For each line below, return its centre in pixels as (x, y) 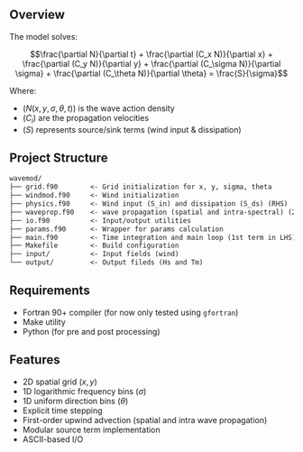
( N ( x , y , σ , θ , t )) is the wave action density (99, 108)
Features (35, 360)
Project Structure (59, 158)
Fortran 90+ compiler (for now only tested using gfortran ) (130, 312)
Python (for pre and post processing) (91, 331)
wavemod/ (26, 179)
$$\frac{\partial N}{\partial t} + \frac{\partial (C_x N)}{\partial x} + (151, 54)
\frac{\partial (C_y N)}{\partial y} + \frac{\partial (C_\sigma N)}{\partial (151, 63)
